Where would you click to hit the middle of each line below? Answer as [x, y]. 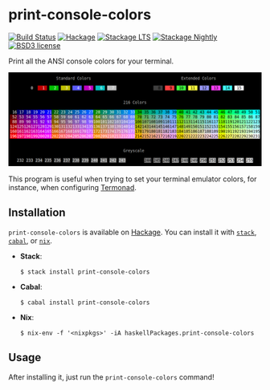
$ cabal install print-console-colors [85, 303]
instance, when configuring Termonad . [72, 187]
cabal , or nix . [30, 240]
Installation [37, 213]
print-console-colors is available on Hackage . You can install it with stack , [133, 232]
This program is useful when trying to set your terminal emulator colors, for [133, 179]
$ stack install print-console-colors [85, 272]
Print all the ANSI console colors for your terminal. [91, 61]
